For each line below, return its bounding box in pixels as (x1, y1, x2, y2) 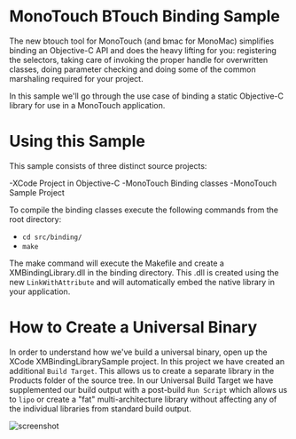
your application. (9, 286, 71, 297)
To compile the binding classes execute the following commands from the (9, 204, 279, 215)
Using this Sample (9, 132, 146, 152)
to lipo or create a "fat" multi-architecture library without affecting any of (9, 394, 277, 404)
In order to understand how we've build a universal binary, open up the (9, 347, 268, 357)
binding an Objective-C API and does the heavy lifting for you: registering (9, 44, 277, 55)
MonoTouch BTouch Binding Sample (9, 6, 281, 27)
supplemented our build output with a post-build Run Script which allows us (9, 384, 288, 395)
